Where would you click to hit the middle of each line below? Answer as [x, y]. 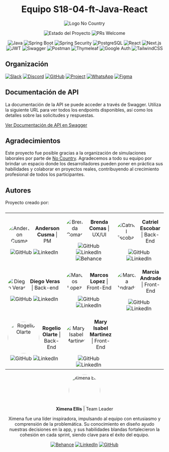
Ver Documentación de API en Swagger [46, 125]
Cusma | [47, 235]
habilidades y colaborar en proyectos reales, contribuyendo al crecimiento [82, 169]
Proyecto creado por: [27, 203]
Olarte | [52, 335]
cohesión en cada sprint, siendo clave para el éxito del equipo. [84, 435]
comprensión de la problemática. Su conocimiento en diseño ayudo [84, 424]
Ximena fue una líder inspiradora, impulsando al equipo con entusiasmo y [84, 419]
